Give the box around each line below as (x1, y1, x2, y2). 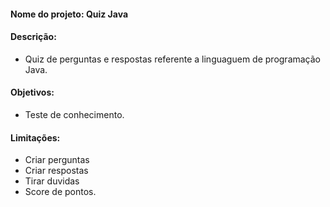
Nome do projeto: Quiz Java (10, 8, 129, 20)
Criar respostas (24, 165, 89, 177)
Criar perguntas (24, 154, 90, 166)
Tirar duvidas (24, 175, 80, 187)
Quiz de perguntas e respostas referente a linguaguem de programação (24, 53, 322, 65)
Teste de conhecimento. (24, 109, 125, 120)
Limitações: (10, 131, 61, 144)
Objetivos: (10, 86, 55, 99)
